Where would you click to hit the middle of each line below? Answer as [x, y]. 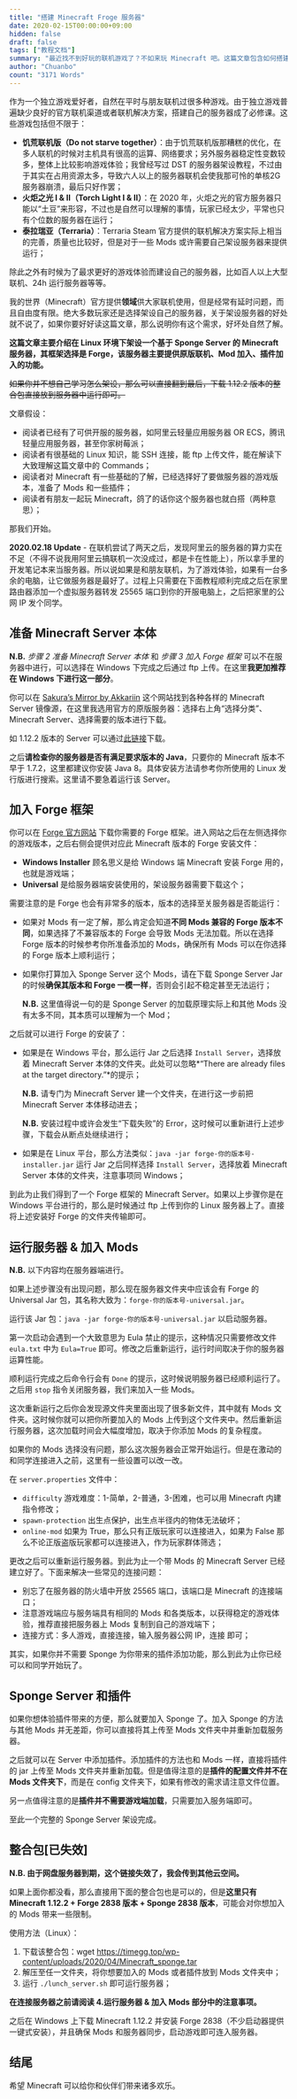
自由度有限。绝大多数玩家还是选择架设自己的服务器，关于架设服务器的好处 [152, 313]
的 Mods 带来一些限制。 [53, 1914]
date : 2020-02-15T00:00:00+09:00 [71, 26]
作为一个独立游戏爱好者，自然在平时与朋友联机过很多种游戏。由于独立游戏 [145, 101]
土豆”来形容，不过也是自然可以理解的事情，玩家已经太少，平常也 [159, 208]
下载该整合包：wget [58, 1951]
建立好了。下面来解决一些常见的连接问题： [87, 1572]
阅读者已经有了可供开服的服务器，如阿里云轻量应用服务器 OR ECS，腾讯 [153, 432]
